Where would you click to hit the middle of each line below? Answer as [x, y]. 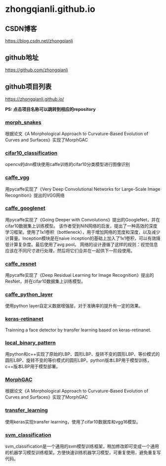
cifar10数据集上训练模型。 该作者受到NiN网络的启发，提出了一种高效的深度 [81, 226]
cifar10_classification [31, 153]
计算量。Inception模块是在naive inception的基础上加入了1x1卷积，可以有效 [81, 238]
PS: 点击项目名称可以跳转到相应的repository [50, 109]
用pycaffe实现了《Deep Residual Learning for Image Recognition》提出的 [80, 275]
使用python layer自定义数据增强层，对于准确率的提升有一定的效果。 [74, 306]
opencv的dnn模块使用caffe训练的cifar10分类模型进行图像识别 [67, 164]
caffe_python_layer [29, 295]
